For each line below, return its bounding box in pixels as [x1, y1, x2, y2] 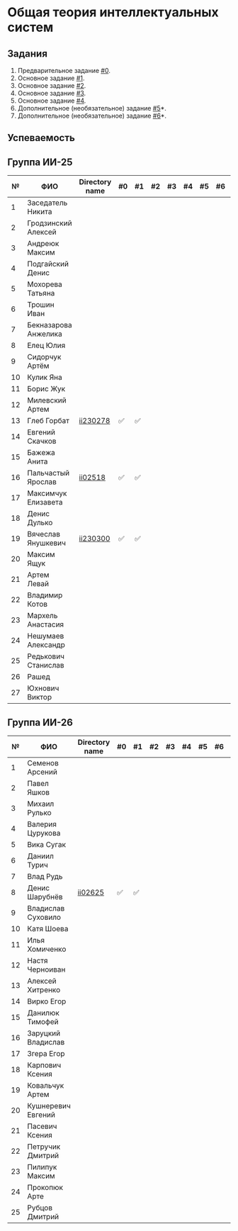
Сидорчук [27, 352, 62, 362]
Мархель [27, 611, 58, 621]
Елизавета [27, 498, 63, 507]
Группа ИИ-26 [7, 716, 73, 729]
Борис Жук [27, 384, 66, 394]
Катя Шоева [27, 924, 69, 934]
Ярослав [27, 477, 57, 487]
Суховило [27, 912, 62, 922]
